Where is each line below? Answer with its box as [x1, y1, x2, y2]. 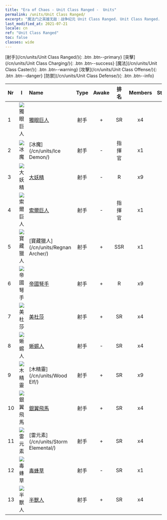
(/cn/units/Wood [29, 372, 68, 379]
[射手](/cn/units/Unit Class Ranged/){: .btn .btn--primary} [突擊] [5, 54, 136, 60]
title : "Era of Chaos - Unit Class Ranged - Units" [5, 7, 117, 12]
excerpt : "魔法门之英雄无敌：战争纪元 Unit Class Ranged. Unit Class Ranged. [5, 16, 161, 21]
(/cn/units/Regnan [29, 244, 72, 251]
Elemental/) [29, 444, 56, 451]
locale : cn [5, 26, 28, 31]
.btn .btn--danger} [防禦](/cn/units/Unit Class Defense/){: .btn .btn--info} [5, 73, 155, 79]
